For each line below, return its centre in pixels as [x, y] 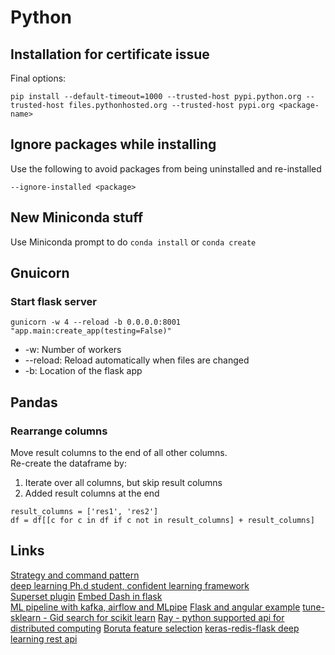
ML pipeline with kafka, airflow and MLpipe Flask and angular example [155, 607]
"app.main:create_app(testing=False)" [91, 331]
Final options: [38, 78]
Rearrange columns [59, 431]
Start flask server [53, 301]
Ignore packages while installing [113, 144]
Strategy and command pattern [75, 575]
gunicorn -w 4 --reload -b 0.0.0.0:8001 [96, 322]
